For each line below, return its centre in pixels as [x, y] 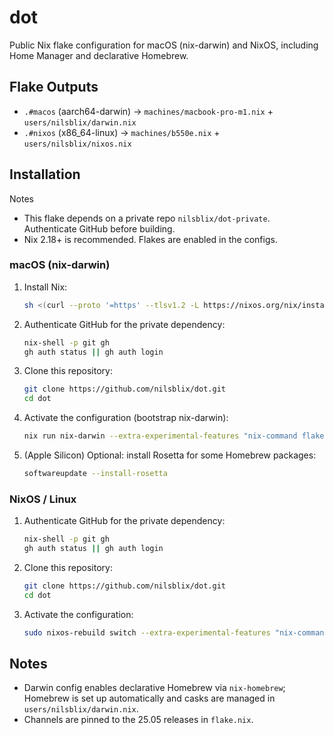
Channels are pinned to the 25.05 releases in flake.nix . [138, 720]
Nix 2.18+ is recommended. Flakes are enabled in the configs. [150, 239]
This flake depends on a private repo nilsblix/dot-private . [147, 218]
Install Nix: [45, 287]
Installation [45, 174]
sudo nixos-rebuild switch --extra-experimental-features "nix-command [176, 632]
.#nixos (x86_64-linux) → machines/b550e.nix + [122, 132]
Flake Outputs [54, 87]
